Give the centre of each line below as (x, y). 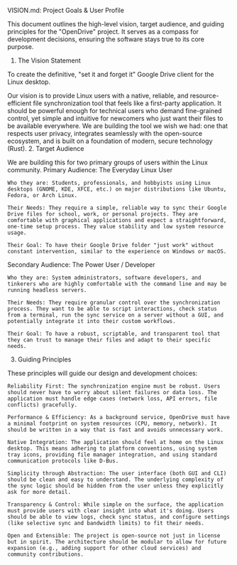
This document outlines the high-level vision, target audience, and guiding (116, 24)
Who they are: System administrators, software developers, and (104, 278)
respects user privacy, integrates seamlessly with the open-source (105, 133)
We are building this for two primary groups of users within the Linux (108, 162)
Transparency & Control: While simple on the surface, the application (115, 505)
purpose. (21, 47)
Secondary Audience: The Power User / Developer (81, 265)
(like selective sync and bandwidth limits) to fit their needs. (106, 523)
